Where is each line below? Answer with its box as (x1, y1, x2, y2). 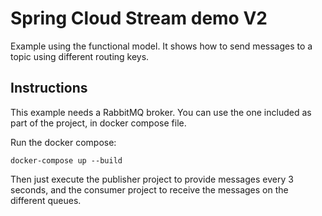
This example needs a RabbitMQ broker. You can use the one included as (10, 106, 312, 118)
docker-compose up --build (10, 155, 123, 166)
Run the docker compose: (10, 136, 117, 148)
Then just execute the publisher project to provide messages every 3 (10, 173, 294, 185)
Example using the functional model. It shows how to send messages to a (10, 40, 313, 52)
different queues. (10, 194, 82, 206)
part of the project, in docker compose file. (10, 117, 187, 129)
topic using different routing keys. (10, 50, 150, 62)
